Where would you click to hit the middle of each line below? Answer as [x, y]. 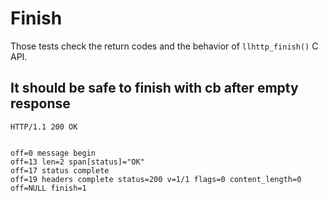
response [40, 103]
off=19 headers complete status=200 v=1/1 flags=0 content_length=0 [156, 179]
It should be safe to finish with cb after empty [154, 88]
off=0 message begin [53, 153]
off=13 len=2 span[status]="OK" [77, 162]
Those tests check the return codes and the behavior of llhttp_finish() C [164, 46]
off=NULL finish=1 [48, 188]
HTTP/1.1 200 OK [44, 127]
